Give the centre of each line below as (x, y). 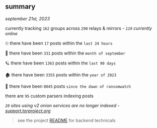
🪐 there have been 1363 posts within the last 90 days (60, 63)
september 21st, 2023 (28, 18)
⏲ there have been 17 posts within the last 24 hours (59, 43)
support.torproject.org (28, 111)
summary (20, 7)
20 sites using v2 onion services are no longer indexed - (62, 105)
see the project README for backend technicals (66, 120)
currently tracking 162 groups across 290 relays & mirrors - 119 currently (79, 28)
